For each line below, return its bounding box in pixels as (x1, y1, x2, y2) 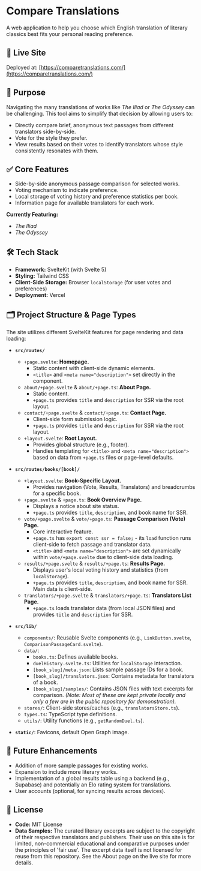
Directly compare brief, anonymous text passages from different (14, 121, 174, 128)
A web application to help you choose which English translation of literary (6, 24, 188, 31)
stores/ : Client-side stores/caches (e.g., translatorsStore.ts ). (23, 704, 180, 711)
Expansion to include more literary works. (14, 768, 118, 775)
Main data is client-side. (32, 585, 92, 592)
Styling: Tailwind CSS (14, 272, 70, 280)
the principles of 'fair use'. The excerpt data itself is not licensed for (14, 846, 182, 853)
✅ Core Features (6, 164, 69, 175)
